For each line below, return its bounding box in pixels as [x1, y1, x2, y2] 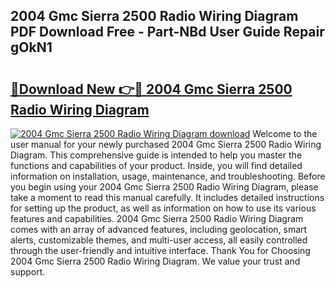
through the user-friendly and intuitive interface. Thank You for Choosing [10, 245, 311, 256]
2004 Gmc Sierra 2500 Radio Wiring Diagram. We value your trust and [10, 255, 301, 267]
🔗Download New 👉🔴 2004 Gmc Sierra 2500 [10, 80, 293, 98]
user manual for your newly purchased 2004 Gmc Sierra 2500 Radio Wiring [10, 139, 322, 150]
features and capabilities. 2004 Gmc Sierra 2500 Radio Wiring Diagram [10, 213, 304, 224]
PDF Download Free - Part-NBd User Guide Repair [10, 24, 325, 41]
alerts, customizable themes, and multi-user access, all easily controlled [10, 234, 308, 246]
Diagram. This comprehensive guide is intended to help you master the [10, 149, 303, 161]
